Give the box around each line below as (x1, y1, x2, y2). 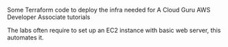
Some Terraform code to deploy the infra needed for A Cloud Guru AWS (7, 6, 211, 14)
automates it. (7, 33, 45, 42)
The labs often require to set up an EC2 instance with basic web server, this (7, 27, 221, 34)
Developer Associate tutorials (7, 13, 91, 21)
